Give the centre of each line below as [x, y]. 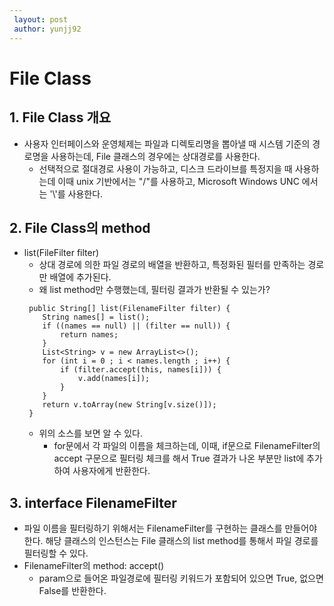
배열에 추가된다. [80, 277]
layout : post [41, 19]
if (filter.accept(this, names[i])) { [141, 370]
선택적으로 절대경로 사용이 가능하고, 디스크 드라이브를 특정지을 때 [165, 168]
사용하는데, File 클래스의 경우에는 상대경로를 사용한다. [155, 156]
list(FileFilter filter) [61, 253]
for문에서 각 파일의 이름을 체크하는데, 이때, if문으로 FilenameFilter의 [187, 446]
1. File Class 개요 [60, 117]
